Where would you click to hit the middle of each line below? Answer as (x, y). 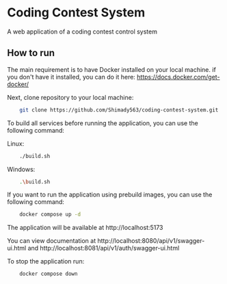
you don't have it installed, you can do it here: (71, 77)
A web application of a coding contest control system (82, 31)
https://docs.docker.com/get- (178, 77)
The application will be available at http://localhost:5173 (85, 228)
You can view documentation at (52, 241)
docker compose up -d (50, 215)
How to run (31, 53)
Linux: (16, 143)
